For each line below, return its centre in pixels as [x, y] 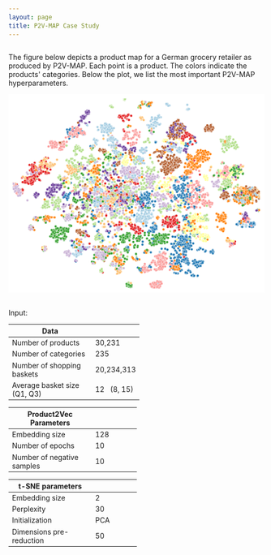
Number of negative [45, 457]
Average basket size [45, 385]
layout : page [30, 17]
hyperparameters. [39, 83]
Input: [18, 313]
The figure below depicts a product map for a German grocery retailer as [130, 57]
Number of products [45, 343]
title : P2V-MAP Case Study [54, 26]
